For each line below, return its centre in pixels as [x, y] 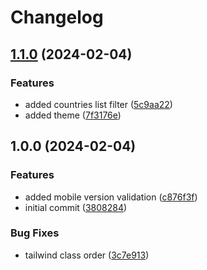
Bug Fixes [35, 233]
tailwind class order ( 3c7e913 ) [87, 255]
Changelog [57, 17]
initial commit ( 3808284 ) [76, 207]
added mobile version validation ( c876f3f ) [111, 197]
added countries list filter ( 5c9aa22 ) [98, 104]
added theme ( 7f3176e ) [73, 115]
